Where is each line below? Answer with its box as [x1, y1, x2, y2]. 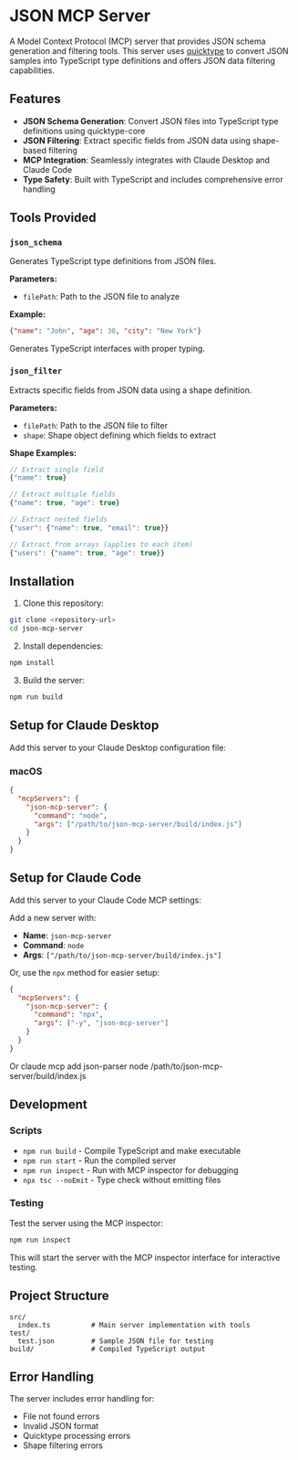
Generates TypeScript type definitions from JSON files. [9, 256, 217, 267]
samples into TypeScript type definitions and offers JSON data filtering [9, 55, 276, 66]
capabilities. [9, 65, 55, 76]
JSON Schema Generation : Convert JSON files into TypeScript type [22, 115, 279, 126]
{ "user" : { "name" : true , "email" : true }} [9, 523, 170, 533]
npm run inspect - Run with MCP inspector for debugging [22, 1164, 239, 1175]
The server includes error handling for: [9, 1393, 155, 1404]
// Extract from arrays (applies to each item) [9, 540, 194, 549]
